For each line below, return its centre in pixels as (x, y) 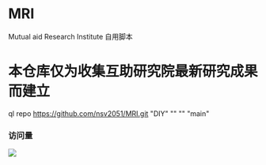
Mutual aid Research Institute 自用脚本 (70, 36)
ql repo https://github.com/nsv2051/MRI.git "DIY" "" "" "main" (109, 113)
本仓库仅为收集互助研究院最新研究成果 (133, 71)
